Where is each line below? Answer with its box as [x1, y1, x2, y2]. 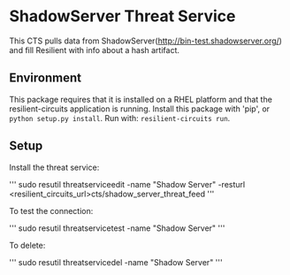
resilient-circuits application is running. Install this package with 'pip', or [9, 103, 271, 114]
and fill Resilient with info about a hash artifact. [9, 44, 179, 55]
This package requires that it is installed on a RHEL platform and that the [9, 94, 272, 104]
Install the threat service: [9, 162, 100, 172]
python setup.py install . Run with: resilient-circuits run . [9, 112, 231, 123]
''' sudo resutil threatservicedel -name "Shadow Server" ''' [9, 256, 223, 267]
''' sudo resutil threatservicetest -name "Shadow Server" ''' [9, 223, 225, 233]
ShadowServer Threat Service [9, 6, 236, 27]
